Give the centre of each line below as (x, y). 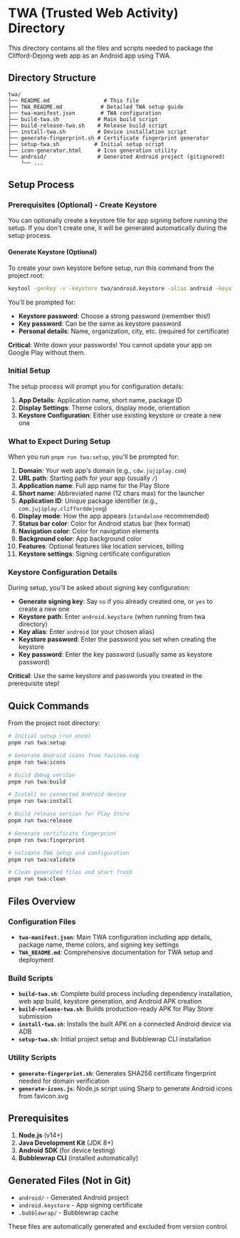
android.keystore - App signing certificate (80, 1205)
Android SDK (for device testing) (67, 1150)
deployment (36, 959)
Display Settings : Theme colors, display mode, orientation (104, 407)
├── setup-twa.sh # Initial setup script (86, 144)
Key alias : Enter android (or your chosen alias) (87, 632)
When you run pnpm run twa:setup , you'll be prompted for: (94, 457)
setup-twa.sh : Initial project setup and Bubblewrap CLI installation (115, 1039)
